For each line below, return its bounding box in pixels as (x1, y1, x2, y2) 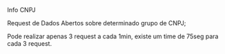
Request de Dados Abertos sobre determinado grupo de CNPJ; (7, 19, 186, 27)
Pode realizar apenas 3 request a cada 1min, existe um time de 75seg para (7, 32, 219, 40)
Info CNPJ (7, 6, 36, 14)
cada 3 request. (7, 40, 52, 47)
